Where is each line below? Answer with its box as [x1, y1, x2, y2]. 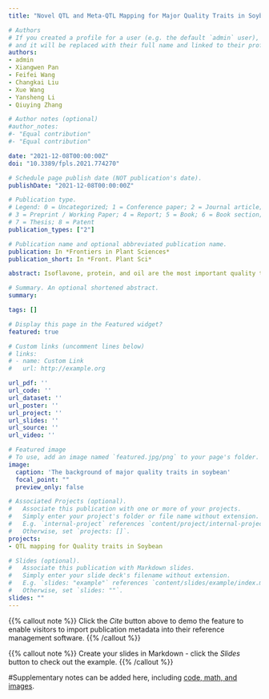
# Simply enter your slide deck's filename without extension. [8, 572, 231, 580]
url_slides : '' [8, 416, 59, 425]
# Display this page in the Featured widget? [8, 320, 163, 329]
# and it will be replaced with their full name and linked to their [8, 41, 246, 49]
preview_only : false [15, 483, 84, 491]
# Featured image [8, 446, 66, 454]
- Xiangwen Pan [8, 63, 59, 72]
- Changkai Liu [8, 78, 59, 87]
